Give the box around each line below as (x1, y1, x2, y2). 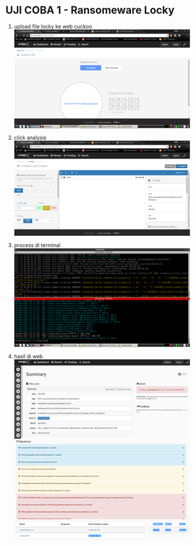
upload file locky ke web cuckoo (13, 23, 92, 30)
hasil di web (13, 352, 43, 360)
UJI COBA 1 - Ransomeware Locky (5, 4, 175, 17)
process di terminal (13, 242, 61, 249)
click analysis (13, 134, 47, 141)
